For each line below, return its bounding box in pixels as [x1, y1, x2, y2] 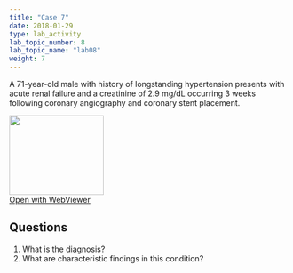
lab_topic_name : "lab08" [9, 46, 101, 55]
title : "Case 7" [9, 12, 69, 22]
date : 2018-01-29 [9, 21, 74, 30]
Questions [9, 220, 68, 236]
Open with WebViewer [9, 195, 91, 205]
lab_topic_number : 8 [9, 37, 86, 47]
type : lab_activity [9, 29, 82, 38]
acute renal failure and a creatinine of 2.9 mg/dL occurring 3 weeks [9, 88, 256, 99]
